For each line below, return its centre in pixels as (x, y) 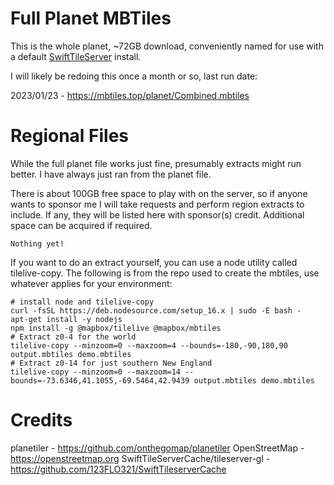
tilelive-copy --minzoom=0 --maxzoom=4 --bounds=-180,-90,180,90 (149, 345)
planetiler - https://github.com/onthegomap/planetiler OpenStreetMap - (157, 448)
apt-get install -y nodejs (66, 319)
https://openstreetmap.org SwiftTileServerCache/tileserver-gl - (140, 458)
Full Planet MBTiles (91, 18)
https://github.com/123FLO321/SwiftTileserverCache (118, 469)
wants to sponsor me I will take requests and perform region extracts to (157, 204)
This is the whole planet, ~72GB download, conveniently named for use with (167, 46)
